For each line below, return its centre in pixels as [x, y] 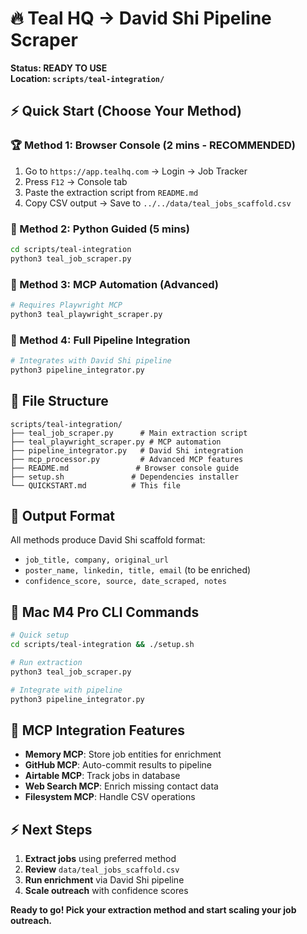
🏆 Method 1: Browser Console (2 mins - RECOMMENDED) [153, 145]
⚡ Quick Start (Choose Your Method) [126, 111]
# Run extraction [46, 662]
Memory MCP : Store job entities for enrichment [123, 754]
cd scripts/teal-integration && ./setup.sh [102, 645]
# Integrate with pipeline [66, 690]
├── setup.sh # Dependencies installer [125, 477]
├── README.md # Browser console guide [125, 468]
